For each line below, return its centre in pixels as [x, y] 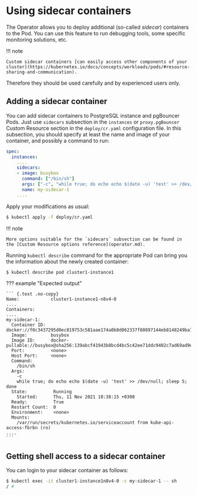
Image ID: [23, 340]
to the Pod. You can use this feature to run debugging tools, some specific [96, 33]
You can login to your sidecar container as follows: [67, 470]
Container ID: [28, 325]
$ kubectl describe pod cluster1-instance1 [60, 272]
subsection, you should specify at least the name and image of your [88, 134]
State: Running [42, 392]
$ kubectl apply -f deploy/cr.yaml [50, 217]
